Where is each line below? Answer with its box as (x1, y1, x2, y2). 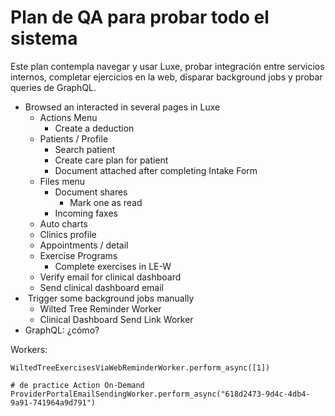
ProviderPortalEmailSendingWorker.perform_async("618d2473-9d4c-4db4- (10, 389, 311, 399)
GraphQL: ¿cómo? (24, 324, 100, 336)
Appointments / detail (39, 239, 129, 251)
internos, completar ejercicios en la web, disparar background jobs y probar (10, 71, 323, 83)
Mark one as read (69, 196, 143, 208)
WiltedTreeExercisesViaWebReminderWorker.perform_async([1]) (10, 362, 271, 373)
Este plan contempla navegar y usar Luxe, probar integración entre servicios (10, 60, 325, 72)
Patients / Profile (39, 132, 109, 145)
